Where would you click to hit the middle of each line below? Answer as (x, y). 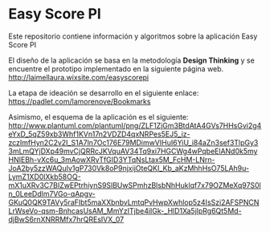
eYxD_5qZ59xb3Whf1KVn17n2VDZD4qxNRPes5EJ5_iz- (99, 134)
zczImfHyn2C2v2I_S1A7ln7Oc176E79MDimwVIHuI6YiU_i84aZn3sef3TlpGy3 (133, 142)
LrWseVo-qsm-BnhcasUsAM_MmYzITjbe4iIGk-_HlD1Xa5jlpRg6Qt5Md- (125, 210)
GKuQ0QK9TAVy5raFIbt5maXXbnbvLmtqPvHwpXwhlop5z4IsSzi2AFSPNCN (134, 202)
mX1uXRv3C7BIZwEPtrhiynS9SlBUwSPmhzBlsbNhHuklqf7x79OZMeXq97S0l (135, 185)
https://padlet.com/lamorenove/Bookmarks (80, 101)
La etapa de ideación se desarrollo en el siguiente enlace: (104, 92)
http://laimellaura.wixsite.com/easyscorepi (79, 77)
